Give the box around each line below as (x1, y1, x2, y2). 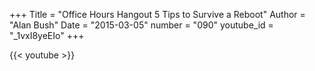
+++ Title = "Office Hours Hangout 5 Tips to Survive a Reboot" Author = (9, 9, 306, 20)
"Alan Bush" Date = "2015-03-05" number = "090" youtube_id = (9, 19, 274, 31)
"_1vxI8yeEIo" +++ (9, 30, 85, 41)
